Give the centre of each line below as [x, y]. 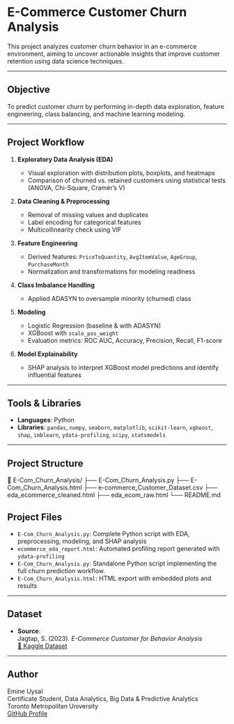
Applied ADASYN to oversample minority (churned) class [109, 298]
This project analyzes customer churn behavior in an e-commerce [102, 46]
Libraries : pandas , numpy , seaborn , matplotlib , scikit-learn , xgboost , [115, 427]
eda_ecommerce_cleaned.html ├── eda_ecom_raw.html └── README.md [114, 495]
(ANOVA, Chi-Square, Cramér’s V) [76, 187]
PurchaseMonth [48, 265]
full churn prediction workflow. [61, 571]
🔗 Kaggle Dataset [42, 646]
